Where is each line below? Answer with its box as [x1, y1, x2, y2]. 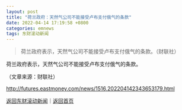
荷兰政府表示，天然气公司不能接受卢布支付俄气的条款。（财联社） [20, 48, 180, 55]
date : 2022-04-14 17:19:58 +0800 [6, 20, 89, 26]
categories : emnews [6, 25, 55, 32]
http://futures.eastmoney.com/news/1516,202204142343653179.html [6, 85, 175, 92]
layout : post [6, 8, 39, 15]
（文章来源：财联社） [6, 73, 58, 80]
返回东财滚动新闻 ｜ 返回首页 [6, 98, 74, 105]
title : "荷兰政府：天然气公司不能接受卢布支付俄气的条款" [6, 14, 132, 20]
